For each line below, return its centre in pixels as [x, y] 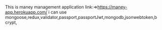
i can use [58, 12]
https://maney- [112, 7]
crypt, [11, 22]
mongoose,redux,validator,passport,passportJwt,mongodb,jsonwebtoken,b [81, 17]
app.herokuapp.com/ [26, 12]
